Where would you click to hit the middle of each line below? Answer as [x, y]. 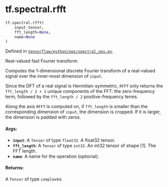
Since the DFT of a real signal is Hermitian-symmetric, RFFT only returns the [84, 86]
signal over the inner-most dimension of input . [54, 76]
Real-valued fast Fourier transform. [42, 61]
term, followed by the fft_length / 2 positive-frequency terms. [72, 97]
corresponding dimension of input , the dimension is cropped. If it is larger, [83, 112]
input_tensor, [29, 27]
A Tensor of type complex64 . [34, 179]
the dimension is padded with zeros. [43, 117]
